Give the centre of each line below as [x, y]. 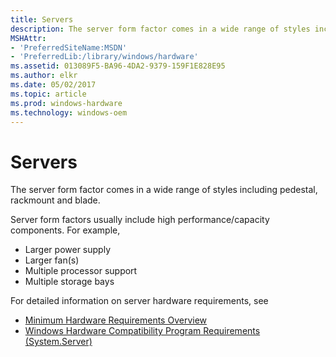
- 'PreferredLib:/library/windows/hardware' [104, 57]
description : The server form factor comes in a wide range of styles [160, 29]
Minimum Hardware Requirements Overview [116, 320]
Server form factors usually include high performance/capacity [140, 220]
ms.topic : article [48, 94]
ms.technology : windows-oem [69, 112]
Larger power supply [67, 250]
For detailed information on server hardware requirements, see [139, 301]
